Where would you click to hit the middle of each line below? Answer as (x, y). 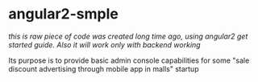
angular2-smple (63, 14)
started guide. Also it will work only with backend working (104, 44)
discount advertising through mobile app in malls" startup (104, 68)
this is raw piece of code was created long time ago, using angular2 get (128, 36)
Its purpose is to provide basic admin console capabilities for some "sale (129, 60)
